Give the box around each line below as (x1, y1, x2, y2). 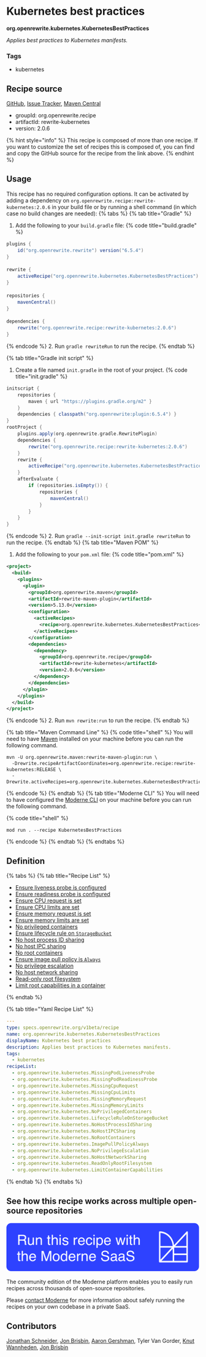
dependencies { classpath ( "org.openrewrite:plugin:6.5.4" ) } (17, 411, 177, 418)
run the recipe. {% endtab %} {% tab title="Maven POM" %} (6, 539, 159, 547)
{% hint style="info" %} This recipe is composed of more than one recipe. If (6, 137, 198, 144)
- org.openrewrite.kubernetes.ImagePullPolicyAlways (12, 1141, 150, 1147)
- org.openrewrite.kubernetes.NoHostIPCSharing (12, 1128, 136, 1134)
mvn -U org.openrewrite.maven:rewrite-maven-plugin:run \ (6, 755, 158, 761)
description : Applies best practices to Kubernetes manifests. (6, 1044, 172, 1050)
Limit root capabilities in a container (15, 982, 106, 989)
